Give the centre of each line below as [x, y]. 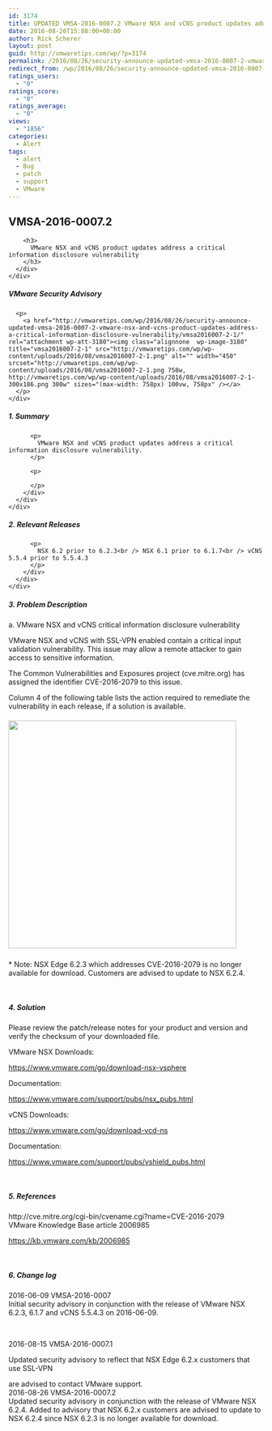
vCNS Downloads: [39, 1115]
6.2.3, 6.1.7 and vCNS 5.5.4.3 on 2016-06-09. [83, 1313]
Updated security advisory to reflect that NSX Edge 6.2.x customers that [129, 1360]
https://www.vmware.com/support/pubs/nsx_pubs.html [101, 1099]
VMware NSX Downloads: [51, 1052]
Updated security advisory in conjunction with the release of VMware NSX [132, 1401]
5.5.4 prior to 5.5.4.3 [49, 558]
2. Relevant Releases [45, 525]
